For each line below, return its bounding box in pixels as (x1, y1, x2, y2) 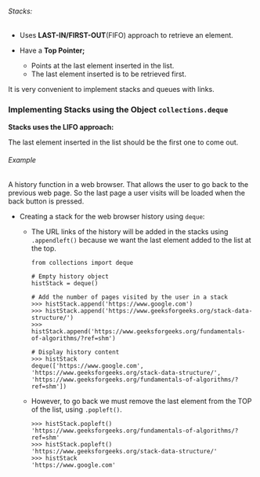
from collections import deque (31, 259, 134, 266)
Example (8, 156, 37, 165)
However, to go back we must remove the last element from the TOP (31, 396, 252, 405)
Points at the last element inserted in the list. (31, 61, 175, 71)
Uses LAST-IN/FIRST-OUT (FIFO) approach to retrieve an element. (19, 31, 233, 40)
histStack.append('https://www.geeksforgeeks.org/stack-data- (45, 306, 253, 314)
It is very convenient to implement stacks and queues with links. (8, 85, 215, 94)
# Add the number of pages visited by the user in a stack (31, 293, 229, 301)
